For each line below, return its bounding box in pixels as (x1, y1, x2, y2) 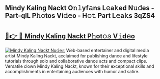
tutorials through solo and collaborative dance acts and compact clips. (5, 58, 147, 64)
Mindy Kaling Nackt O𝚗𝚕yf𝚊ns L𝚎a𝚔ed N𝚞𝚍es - (5, 4, 155, 12)
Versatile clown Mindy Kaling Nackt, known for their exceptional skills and (5, 63, 155, 69)
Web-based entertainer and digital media (66, 48, 149, 53)
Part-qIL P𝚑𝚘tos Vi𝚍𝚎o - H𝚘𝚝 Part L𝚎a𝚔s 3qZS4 (5, 12, 156, 20)
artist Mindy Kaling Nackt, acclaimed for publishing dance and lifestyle (5, 53, 148, 58)
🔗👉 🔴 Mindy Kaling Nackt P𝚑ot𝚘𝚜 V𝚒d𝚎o (5, 32, 135, 40)
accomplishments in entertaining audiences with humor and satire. (5, 69, 140, 74)
